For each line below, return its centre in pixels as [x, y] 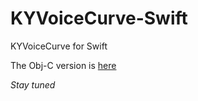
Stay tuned [33, 84]
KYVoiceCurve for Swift [59, 46]
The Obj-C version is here [63, 65]
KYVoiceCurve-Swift [99, 18]
